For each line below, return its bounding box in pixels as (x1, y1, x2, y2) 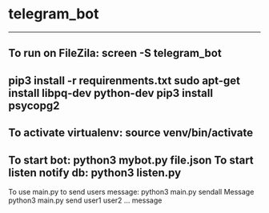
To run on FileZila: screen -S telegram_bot (8, 46, 222, 60)
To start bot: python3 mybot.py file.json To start (8, 153, 254, 167)
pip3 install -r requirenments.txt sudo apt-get (8, 74, 240, 87)
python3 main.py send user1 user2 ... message (8, 195, 163, 205)
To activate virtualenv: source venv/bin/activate (8, 126, 254, 140)
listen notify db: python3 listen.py (8, 166, 182, 179)
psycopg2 (8, 98, 60, 112)
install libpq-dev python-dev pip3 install (8, 86, 214, 100)
